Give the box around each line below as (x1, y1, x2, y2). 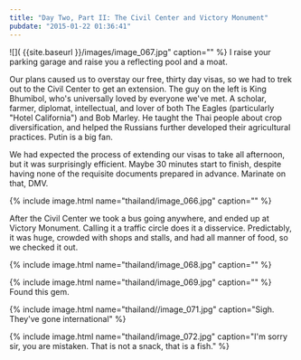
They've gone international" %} (9, 313, 127, 324)
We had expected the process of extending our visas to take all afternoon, (9, 148, 285, 159)
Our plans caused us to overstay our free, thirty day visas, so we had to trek (9, 73, 292, 84)
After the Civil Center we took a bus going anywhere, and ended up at (9, 213, 269, 223)
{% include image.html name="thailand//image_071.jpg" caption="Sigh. (9, 304, 275, 315)
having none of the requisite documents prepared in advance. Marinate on (9, 168, 287, 179)
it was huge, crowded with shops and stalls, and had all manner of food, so (9, 232, 289, 242)
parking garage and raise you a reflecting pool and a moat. (9, 56, 228, 67)
